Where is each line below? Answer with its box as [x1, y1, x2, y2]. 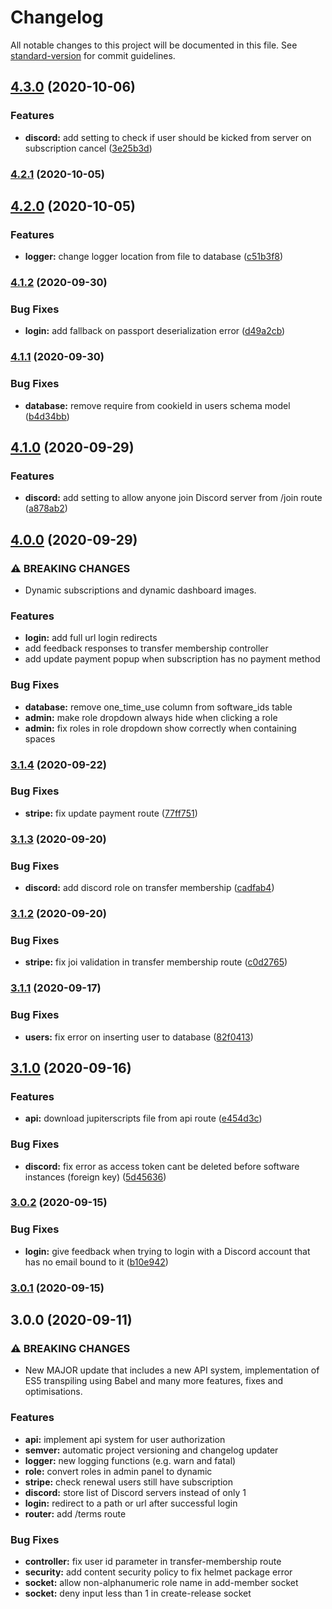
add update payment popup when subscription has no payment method [24, 653, 321, 665]
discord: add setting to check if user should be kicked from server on [24, 131, 312, 143]
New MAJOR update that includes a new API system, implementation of [24, 1364, 320, 1376]
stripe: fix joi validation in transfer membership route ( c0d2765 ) [24, 956, 288, 968]
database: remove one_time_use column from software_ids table [24, 701, 293, 713]
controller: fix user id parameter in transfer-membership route [24, 1555, 282, 1567]
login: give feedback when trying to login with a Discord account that [24, 1245, 311, 1257]
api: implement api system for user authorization [24, 1433, 226, 1445]
